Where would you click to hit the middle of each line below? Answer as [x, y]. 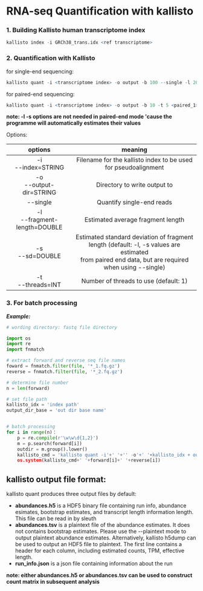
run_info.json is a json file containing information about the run [94, 564]
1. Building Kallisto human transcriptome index [76, 30]
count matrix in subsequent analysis [53, 582]
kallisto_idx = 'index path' [43, 405]
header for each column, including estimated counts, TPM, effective [100, 551]
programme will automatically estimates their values [73, 123]
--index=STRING [39, 168]
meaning [135, 150]
